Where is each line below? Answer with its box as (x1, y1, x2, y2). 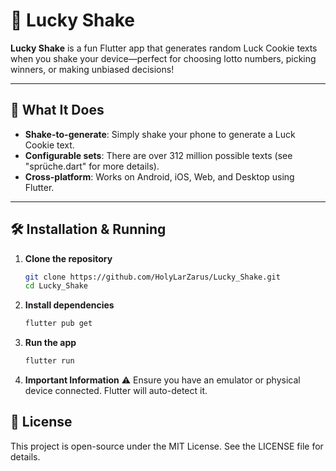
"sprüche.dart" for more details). (24, 160, 160, 172)
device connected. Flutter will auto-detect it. (24, 385, 208, 397)
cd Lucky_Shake (24, 281, 89, 291)
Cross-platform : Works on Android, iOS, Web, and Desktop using (24, 170, 295, 183)
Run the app (24, 337, 77, 349)
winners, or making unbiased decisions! (10, 63, 175, 75)
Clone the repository (24, 252, 113, 264)
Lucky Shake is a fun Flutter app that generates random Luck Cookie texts (10, 42, 318, 54)
